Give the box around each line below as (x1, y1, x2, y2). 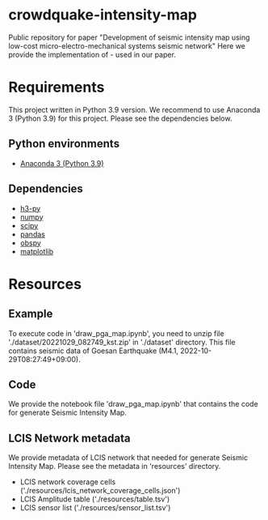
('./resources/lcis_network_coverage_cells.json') (19, 486, 181, 496)
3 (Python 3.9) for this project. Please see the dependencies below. (8, 113, 232, 123)
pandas (19, 229, 46, 239)
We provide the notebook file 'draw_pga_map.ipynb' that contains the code (8, 399, 258, 409)
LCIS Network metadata (8, 431, 131, 445)
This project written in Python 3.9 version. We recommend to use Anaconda (8, 104, 261, 114)
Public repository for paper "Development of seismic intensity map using (8, 32, 250, 42)
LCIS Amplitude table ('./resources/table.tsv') (19, 494, 170, 504)
